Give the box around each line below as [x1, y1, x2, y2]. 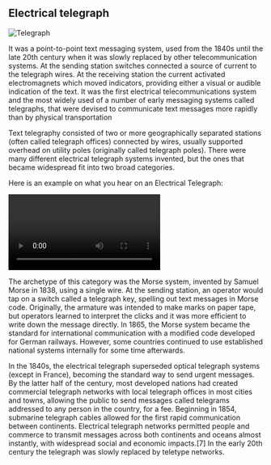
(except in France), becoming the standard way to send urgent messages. [8, 370, 255, 379]
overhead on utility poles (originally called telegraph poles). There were [8, 145, 247, 154]
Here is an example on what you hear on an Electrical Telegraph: [8, 178, 224, 188]
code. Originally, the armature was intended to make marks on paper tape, [8, 302, 256, 312]
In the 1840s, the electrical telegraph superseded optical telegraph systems [8, 361, 260, 370]
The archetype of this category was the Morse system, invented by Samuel [8, 277, 259, 286]
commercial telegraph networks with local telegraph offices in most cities [8, 387, 253, 396]
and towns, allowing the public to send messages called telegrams [8, 395, 231, 405]
